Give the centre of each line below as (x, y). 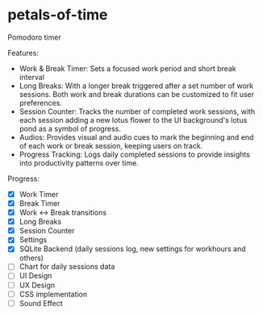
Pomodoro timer (34, 37)
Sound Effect (41, 303)
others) (31, 258)
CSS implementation (53, 294)
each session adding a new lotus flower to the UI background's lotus (133, 120)
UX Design (37, 285)
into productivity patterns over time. (79, 162)
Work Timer (39, 194)
